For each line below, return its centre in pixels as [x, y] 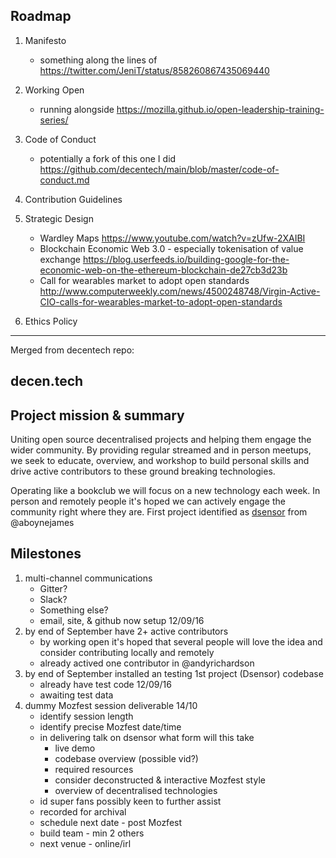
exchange [60, 259]
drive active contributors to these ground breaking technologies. [143, 471]
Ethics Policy [51, 321]
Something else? [74, 610]
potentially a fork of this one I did [108, 158]
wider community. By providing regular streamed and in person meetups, [161, 450]
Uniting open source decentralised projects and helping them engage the [161, 440]
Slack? [53, 599]
